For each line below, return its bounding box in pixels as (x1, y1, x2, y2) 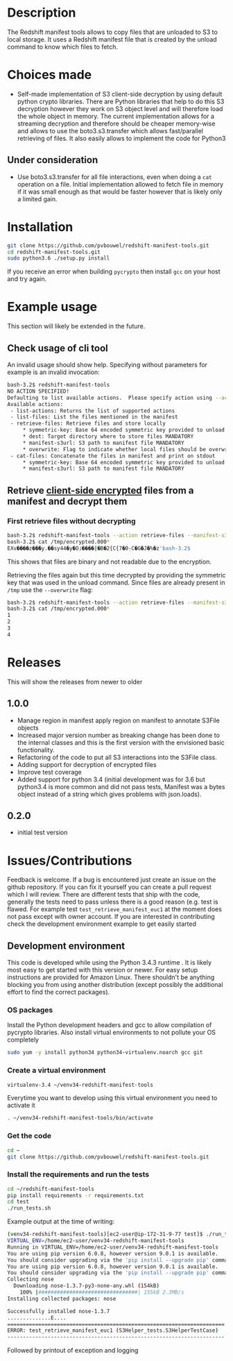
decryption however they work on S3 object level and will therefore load (17, 104, 223, 112)
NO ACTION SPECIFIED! (7, 387, 70, 395)
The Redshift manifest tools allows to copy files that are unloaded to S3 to (7, 28, 218, 36)
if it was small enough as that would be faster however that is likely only (17, 187, 223, 196)
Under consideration (7, 154, 98, 166)
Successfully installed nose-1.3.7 (7, 1308, 110, 1314)
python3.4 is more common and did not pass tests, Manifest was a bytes (17, 782, 225, 791)
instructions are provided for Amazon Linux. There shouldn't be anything (7, 973, 215, 981)
